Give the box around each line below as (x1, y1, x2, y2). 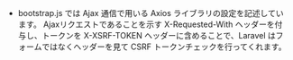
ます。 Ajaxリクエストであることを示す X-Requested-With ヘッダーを (17, 19, 275, 30)
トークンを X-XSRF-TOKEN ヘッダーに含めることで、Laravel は (41, 30, 277, 40)
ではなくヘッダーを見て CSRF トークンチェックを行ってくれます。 (41, 41, 287, 52)
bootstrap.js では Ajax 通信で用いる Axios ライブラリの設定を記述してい (17, 8, 284, 18)
